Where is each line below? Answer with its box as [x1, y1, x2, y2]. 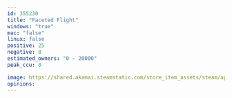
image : [7, 74, 26, 81]
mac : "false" [7, 29, 45, 37]
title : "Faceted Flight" [7, 17, 79, 23]
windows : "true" [7, 23, 54, 30]
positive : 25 [7, 42, 45, 49]
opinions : [7, 80, 36, 87]
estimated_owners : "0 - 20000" [7, 55, 97, 62]
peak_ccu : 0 [7, 61, 41, 68]
